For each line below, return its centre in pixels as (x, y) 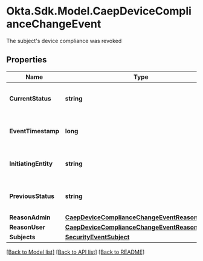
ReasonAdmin (30, 217)
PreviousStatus (32, 196)
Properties (27, 60)
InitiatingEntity (31, 164)
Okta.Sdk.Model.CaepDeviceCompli (99, 11)
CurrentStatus (30, 98)
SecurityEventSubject (97, 237)
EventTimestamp (34, 131)
